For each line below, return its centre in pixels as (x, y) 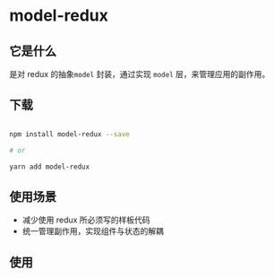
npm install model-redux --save (69, 134)
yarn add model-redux (50, 167)
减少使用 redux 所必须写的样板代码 (86, 220)
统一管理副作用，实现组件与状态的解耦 (93, 231)
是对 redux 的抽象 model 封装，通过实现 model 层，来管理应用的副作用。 (140, 74)
